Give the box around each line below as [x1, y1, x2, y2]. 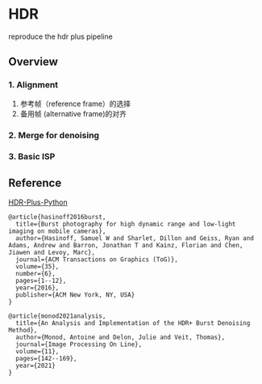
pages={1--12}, [15, 276, 67, 285]
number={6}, [15, 270, 56, 278]
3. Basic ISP [8, 151, 56, 162]
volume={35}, [15, 263, 60, 271]
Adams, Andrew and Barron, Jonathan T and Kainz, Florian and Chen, [8, 242, 243, 250]
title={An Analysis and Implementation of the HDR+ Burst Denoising [15, 319, 251, 327]
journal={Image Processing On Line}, [15, 340, 143, 348]
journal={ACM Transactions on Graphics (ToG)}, [15, 255, 179, 264]
